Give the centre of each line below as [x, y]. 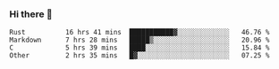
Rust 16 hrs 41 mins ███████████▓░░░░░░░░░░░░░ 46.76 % [139, 33]
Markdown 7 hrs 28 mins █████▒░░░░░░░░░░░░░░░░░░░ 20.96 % [139, 40]
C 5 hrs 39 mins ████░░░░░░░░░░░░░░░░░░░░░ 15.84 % [139, 48]
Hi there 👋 [31, 14]
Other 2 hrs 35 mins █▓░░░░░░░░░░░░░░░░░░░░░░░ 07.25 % [139, 56]
